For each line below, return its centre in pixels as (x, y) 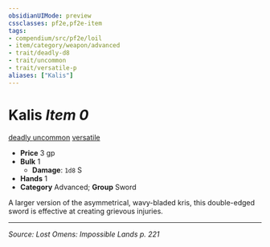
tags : (17, 30)
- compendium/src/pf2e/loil (55, 38)
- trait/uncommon (37, 61)
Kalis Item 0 (49, 115)
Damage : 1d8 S (57, 170)
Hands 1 (34, 178)
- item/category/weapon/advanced (64, 46)
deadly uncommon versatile (54, 137)
